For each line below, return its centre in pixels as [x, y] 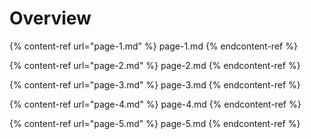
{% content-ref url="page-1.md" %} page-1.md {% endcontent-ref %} [153, 46]
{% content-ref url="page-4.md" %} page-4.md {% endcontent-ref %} [155, 104]
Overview [50, 18]
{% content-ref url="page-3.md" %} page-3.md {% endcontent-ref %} [155, 84]
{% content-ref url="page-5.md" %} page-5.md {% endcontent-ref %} [155, 123]
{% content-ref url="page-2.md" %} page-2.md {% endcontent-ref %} [155, 65]
